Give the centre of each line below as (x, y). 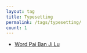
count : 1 (17, 28)
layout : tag (20, 11)
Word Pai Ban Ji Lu (37, 44)
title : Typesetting (30, 17)
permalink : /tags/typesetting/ (44, 22)
